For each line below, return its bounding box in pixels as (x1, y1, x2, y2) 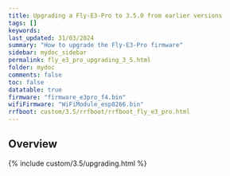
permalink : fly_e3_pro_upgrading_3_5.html (8, 57, 151, 65)
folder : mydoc (8, 64, 56, 72)
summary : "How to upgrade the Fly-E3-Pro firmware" (8, 41, 183, 49)
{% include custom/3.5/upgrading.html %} (8, 158, 147, 168)
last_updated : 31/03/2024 (8, 33, 94, 42)
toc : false (8, 78, 45, 86)
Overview (8, 137, 58, 151)
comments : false (8, 71, 62, 79)
